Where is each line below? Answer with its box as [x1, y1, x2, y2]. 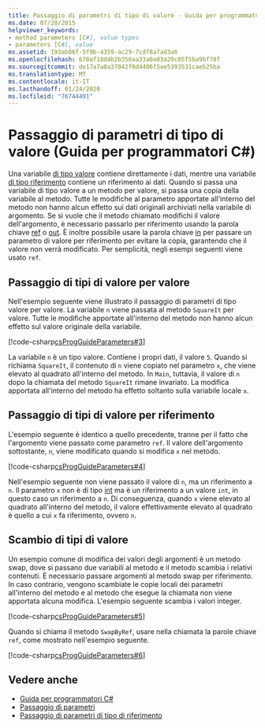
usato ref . [8, 253, 41, 263]
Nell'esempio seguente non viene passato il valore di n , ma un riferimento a [8, 476, 252, 486]
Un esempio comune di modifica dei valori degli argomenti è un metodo [8, 554, 241, 564]
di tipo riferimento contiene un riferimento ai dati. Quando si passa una [8, 177, 238, 187]
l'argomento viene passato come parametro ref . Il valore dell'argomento [8, 438, 243, 447]
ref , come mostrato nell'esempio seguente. [8, 635, 150, 644]
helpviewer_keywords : [8, 26, 80, 34]
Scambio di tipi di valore [8, 533, 129, 547]
